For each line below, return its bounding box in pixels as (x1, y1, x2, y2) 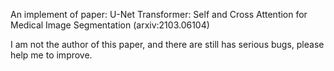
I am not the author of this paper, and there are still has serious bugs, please (10, 39, 325, 50)
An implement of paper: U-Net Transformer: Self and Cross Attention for (10, 9, 308, 20)
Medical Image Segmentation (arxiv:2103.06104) (10, 19, 210, 31)
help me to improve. (10, 49, 93, 61)
